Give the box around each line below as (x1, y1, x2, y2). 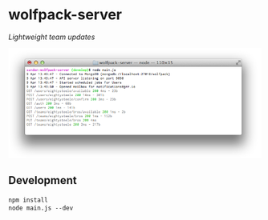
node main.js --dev (8, 204, 74, 212)
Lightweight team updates (8, 32, 95, 42)
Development (8, 174, 78, 187)
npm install (8, 196, 48, 204)
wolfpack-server (8, 6, 123, 24)
